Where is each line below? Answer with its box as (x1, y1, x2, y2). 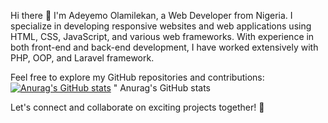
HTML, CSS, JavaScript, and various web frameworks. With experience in (10, 31, 315, 42)
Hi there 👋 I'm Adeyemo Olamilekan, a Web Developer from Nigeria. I (10, 10, 293, 21)
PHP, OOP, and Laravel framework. (10, 52, 155, 64)
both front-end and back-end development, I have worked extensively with (10, 41, 319, 53)
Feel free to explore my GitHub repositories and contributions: (10, 71, 265, 83)
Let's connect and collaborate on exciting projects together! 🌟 (10, 101, 265, 113)
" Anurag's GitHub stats (113, 82, 211, 94)
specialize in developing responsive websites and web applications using (10, 20, 312, 32)
